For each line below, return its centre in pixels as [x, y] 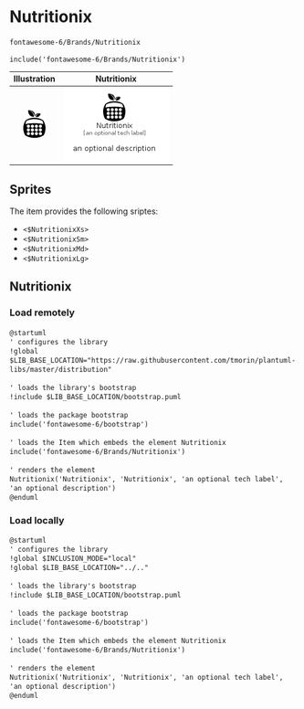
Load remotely [42, 312]
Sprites [31, 189]
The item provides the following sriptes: [84, 211]
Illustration [35, 79]
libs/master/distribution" [61, 369]
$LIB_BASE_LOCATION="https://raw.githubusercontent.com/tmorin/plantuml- [153, 360]
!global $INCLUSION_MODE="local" [73, 558]
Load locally [37, 520]
